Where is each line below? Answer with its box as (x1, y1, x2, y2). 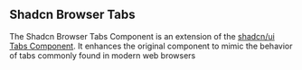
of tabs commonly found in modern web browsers (9, 49, 196, 61)
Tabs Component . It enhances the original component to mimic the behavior (9, 40, 293, 51)
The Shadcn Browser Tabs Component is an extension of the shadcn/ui (9, 31, 276, 41)
